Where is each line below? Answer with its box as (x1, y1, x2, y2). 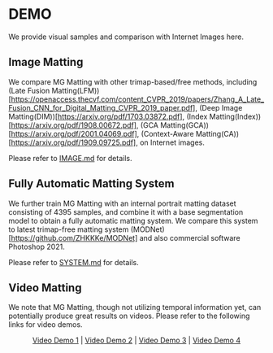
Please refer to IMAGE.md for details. (8, 153, 132, 163)
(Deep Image (198, 102, 243, 112)
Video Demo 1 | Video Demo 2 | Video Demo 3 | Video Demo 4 (32, 335, 241, 346)
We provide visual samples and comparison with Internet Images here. (8, 32, 244, 41)
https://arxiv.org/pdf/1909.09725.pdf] (11, 137, 136, 147)
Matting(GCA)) (159, 120, 210, 130)
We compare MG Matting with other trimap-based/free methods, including (8, 76, 258, 86)
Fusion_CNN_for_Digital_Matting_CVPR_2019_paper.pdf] (8, 102, 196, 112)
